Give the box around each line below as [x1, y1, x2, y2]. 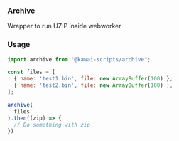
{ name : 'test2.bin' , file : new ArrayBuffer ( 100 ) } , [13, 82, 173, 89]
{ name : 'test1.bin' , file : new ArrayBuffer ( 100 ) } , [13, 75, 173, 83]
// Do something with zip [13, 121, 91, 128]
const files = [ [7, 68, 55, 76]
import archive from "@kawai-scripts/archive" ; [7, 56, 151, 63]
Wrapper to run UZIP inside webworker [7, 22, 122, 31]
